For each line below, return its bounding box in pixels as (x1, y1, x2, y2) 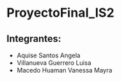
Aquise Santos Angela (16, 51, 81, 59)
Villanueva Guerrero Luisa (16, 59, 92, 67)
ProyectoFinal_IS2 (6, 5, 115, 21)
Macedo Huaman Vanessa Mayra (16, 66, 113, 74)
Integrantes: (6, 33, 62, 45)
